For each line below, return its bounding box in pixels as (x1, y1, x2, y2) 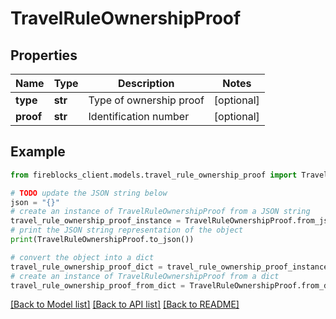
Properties (10, 47, 78, 64)
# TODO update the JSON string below (10, 188, 168, 198)
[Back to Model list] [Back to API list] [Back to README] (10, 298, 240, 311)
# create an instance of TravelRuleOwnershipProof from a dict (10, 271, 280, 281)
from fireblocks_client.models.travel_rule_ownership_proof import (10, 170, 298, 180)
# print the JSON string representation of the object (10, 225, 244, 236)
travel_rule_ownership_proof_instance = (10, 216, 182, 226)
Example (10, 143, 66, 161)
